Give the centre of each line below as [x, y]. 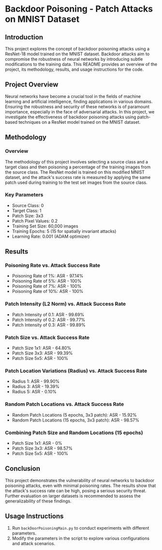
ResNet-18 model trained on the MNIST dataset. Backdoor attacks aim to [77, 54]
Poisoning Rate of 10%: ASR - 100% [48, 291]
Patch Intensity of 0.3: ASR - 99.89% [49, 325]
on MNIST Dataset [42, 19]
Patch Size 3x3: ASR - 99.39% [42, 353]
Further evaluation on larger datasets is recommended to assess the [73, 496]
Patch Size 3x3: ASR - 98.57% [42, 448]
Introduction [24, 37]
